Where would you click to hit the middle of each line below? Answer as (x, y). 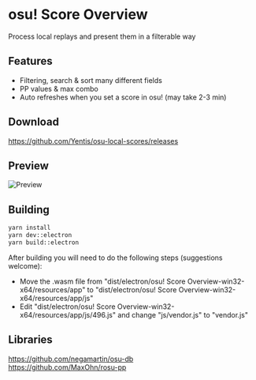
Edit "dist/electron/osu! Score (67, 307)
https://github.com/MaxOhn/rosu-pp (67, 367)
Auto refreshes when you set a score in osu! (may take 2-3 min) (123, 97)
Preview (29, 166)
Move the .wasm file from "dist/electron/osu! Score (102, 281)
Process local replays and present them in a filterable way (102, 36)
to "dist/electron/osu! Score (132, 289)
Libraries (30, 340)
